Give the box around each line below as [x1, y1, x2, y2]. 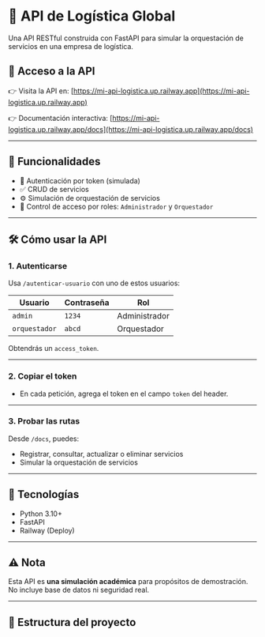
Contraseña [64, 297, 110, 308]
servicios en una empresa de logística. [8, 41, 134, 51]
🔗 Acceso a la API [8, 65, 95, 78]
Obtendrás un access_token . [8, 344, 99, 353]
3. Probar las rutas [8, 416, 80, 427]
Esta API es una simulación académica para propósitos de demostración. [8, 577, 248, 586]
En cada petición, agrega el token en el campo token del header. [19, 389, 229, 398]
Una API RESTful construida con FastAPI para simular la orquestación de [8, 33, 244, 43]
